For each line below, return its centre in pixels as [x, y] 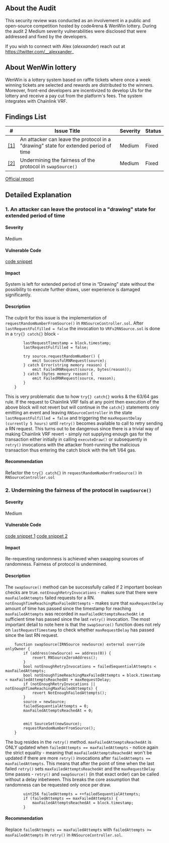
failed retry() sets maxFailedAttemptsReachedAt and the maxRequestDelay [80, 768]
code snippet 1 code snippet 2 [36, 536]
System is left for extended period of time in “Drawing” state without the [80, 284]
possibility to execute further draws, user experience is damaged [73, 290]
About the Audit [31, 8]
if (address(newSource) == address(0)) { [67, 653]
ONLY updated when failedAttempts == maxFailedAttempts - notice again [82, 747]
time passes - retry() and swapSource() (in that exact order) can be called [82, 774]
